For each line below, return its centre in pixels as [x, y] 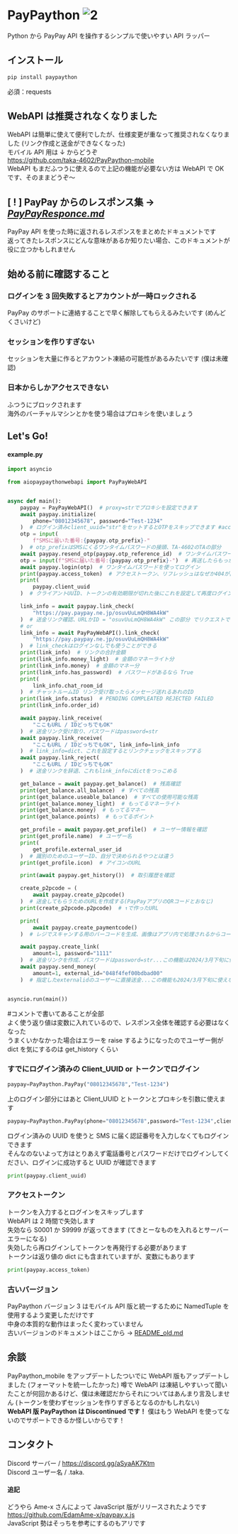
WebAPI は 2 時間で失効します [51, 1221]
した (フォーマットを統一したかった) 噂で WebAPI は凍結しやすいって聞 [117, 1384]
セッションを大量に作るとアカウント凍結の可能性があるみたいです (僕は [112, 359]
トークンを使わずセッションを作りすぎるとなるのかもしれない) [108, 1402]
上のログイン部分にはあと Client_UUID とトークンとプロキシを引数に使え [113, 1099]
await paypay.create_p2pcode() [79, 895]
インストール [35, 60]
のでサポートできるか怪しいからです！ [69, 1420]
